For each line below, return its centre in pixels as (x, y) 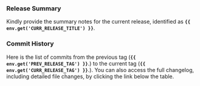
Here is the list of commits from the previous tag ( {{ (71, 57)
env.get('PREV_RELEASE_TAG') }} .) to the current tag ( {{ (76, 63)
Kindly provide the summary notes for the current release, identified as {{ (98, 22)
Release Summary (34, 8)
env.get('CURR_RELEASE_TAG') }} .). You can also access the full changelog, (100, 70)
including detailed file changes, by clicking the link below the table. (90, 76)
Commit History (30, 44)
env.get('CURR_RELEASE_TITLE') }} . (51, 28)
